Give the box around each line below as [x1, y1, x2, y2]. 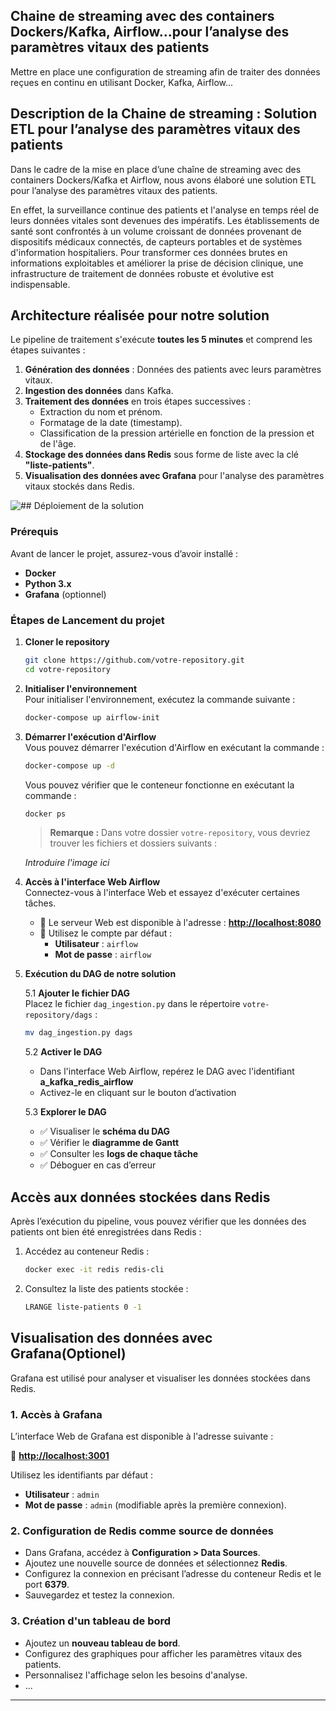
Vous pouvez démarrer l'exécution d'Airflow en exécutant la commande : [24, 741, 325, 753]
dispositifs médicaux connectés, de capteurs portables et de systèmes [10, 235, 303, 248]
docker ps [24, 809, 67, 819]
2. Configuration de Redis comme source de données [10, 1524, 274, 1538]
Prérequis [10, 525, 59, 539]
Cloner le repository [24, 636, 110, 648]
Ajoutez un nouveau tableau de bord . [24, 1637, 181, 1649]
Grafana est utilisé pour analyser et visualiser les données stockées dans [10, 1372, 311, 1384]
